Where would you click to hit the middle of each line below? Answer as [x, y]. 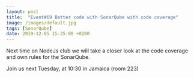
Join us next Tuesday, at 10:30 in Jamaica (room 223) [73, 68]
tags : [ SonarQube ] [29, 28]
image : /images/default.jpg [41, 23]
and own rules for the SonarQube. [48, 57]
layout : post [23, 12]
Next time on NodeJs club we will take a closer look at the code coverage [97, 51]
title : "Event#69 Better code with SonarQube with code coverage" [92, 17]
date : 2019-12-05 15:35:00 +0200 [48, 34]
